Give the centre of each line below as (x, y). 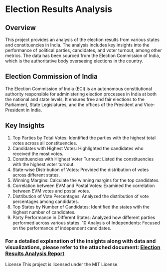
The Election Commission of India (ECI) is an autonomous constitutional (79, 88)
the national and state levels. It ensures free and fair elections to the (75, 99)
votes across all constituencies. (45, 143)
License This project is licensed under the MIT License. (62, 264)
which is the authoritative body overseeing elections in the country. (74, 61)
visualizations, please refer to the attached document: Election (83, 247)
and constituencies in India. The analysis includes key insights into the (77, 45)
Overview (21, 28)
